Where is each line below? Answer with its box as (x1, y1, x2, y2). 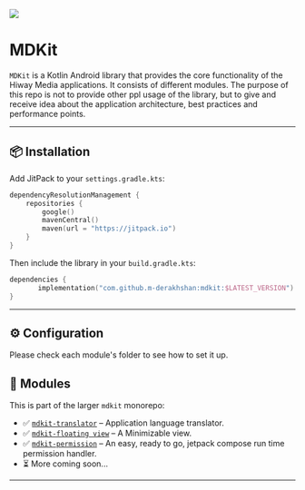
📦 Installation (9, 144, 91, 160)
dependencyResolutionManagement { (9, 191, 141, 200)
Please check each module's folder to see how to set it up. (9, 349, 229, 360)
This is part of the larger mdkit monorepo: (9, 400, 165, 411)
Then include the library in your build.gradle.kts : (9, 257, 197, 268)
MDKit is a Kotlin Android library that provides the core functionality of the (9, 69, 283, 81)
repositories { (25, 199, 84, 208)
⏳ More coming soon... (22, 458, 109, 469)
